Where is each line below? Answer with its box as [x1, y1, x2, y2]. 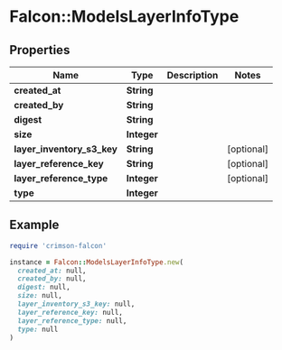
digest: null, [17, 282, 70, 292]
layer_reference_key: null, [17, 308, 124, 317]
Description [166, 69, 219, 81]
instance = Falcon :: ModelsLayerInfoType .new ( [9, 257, 183, 267]
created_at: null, [17, 266, 88, 275]
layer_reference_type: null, [17, 316, 127, 326]
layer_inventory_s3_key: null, [17, 299, 136, 309]
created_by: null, [17, 274, 88, 283]
